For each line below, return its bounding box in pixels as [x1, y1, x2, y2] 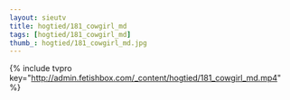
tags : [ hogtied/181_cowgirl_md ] [9, 30, 131, 39]
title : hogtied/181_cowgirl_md [9, 22, 127, 31]
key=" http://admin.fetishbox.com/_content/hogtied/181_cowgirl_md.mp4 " [9, 73, 282, 84]
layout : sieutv [9, 13, 67, 23]
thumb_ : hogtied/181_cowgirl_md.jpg [9, 38, 147, 48]
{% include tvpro [9, 63, 72, 74]
